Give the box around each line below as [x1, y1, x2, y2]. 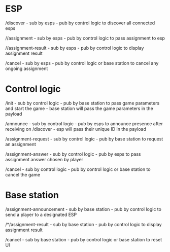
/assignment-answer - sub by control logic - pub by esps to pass [5, 151, 141, 157]
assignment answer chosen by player [5, 156, 84, 162]
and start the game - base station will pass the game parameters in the [5, 105, 153, 112]
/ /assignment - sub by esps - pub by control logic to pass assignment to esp [5, 35, 165, 41]
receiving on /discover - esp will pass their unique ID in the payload [5, 126, 146, 132]
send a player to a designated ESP [5, 211, 77, 218]
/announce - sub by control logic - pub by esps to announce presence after [5, 120, 163, 127]
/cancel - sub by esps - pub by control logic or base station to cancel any [5, 60, 159, 66]
